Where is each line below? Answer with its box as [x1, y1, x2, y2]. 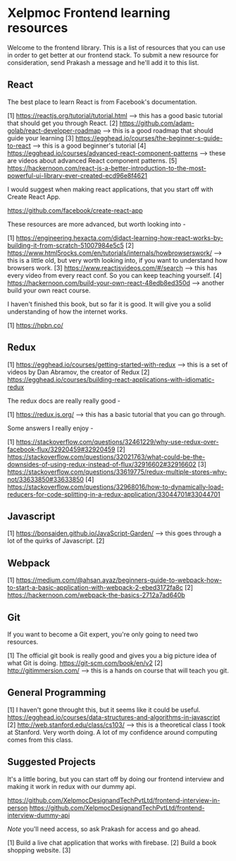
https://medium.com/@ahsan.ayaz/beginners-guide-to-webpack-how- [15, 576, 222, 584]
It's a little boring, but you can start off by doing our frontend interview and [7, 775, 225, 783]
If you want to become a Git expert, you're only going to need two [7, 630, 199, 639]
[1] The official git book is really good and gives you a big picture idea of [7, 651, 217, 660]
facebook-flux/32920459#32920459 [7, 445, 116, 453]
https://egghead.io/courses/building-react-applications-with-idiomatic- [7, 375, 215, 384]
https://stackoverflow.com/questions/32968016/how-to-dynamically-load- [7, 482, 224, 491]
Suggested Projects [7, 756, 97, 768]
